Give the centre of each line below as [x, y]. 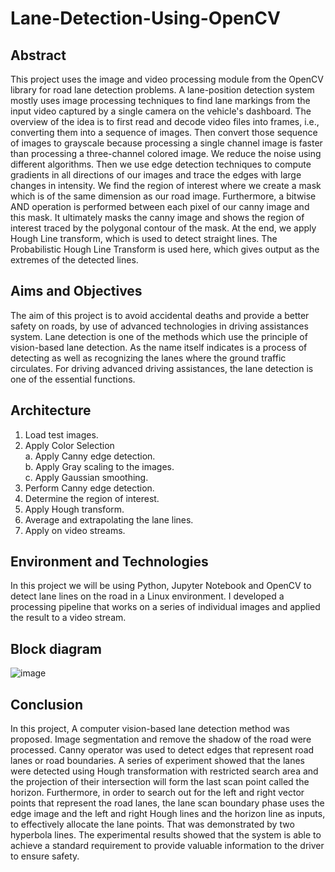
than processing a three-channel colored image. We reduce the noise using [166, 153]
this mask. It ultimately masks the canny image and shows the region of [157, 217]
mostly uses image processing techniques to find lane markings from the [160, 100]
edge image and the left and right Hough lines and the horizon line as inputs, [168, 814]
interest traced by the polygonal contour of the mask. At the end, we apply [163, 228]
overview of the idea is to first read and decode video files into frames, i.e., [165, 121]
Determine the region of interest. [92, 498]
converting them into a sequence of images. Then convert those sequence [164, 132]
